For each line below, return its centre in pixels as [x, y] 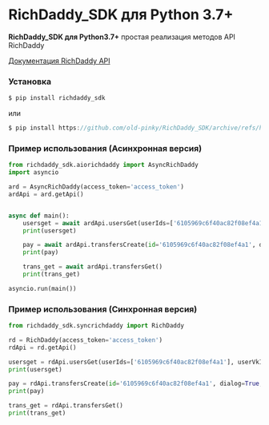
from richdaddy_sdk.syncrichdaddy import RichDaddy [96, 326]
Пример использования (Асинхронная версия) [105, 148]
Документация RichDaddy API [59, 61]
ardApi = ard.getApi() [46, 194]
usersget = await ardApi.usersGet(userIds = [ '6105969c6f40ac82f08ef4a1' [145, 223]
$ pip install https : [44, 128]
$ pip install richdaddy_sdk [57, 98]
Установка [30, 81]
